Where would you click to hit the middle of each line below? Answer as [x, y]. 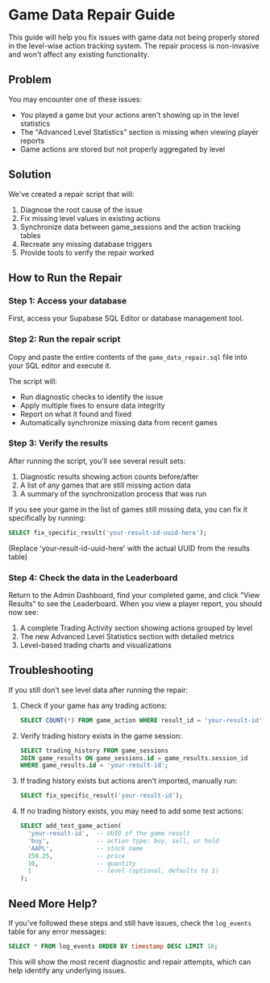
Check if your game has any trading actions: [93, 705]
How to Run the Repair [65, 277]
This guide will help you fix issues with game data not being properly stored [134, 37]
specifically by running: [47, 517]
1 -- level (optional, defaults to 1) [123, 871]
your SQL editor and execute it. [60, 366]
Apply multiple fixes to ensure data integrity [92, 405]
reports [32, 140]
